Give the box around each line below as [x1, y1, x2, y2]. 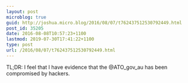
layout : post [6, 8, 39, 15]
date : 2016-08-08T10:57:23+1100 [6, 31, 86, 37]
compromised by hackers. [6, 69, 70, 77]
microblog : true [6, 14, 46, 20]
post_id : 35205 [6, 25, 44, 31]
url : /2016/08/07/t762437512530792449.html [6, 47, 116, 53]
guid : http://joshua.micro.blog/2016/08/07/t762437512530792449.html [6, 20, 183, 25]
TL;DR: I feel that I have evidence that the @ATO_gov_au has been [6, 63, 168, 71]
